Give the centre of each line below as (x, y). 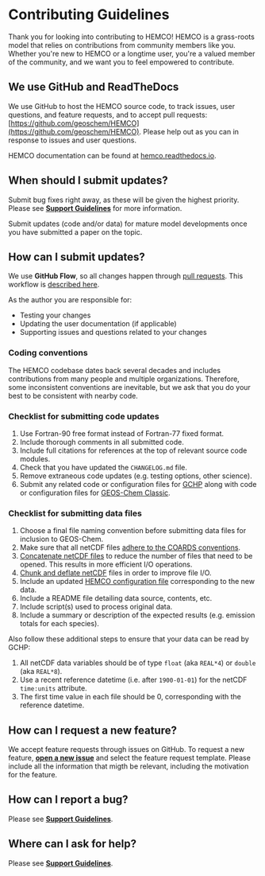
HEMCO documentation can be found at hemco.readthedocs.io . (112, 155)
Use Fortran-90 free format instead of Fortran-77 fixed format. (122, 433)
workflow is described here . (54, 285)
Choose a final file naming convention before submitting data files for (133, 531)
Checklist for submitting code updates (84, 416)
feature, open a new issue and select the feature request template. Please (130, 758)
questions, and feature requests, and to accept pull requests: (108, 115)
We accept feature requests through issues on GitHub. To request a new (126, 749)
